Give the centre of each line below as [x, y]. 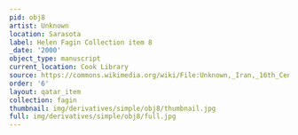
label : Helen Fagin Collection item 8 [81, 42]
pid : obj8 [27, 17]
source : [24, 75]
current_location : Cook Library [69, 67]
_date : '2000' [35, 51]
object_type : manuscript [55, 59]
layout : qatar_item [45, 91]
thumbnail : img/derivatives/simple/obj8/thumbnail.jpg [113, 108]
